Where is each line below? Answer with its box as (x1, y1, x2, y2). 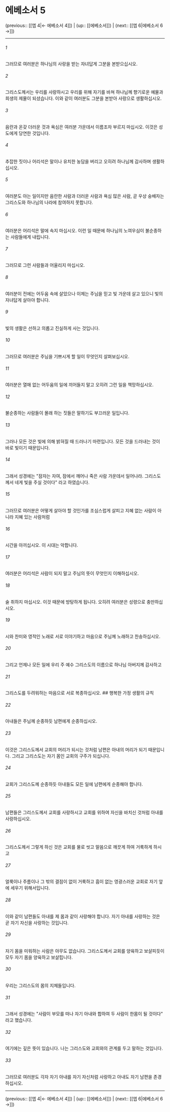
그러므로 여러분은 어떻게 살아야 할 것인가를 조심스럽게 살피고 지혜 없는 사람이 (5, 507, 157, 513)
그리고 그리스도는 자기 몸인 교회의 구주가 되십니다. (12, 753, 110, 759)
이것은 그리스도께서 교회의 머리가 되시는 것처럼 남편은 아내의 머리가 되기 (5, 746, 147, 752)
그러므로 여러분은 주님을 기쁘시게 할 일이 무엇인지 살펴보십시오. (5, 353, 130, 359)
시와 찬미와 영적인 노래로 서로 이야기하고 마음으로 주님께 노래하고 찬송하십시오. (5, 633, 161, 639)
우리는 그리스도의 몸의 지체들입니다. (5, 983, 76, 989)
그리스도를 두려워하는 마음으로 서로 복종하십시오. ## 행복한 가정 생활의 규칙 (5, 690, 154, 696)
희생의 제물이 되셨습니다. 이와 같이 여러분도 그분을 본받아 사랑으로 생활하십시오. (5, 95, 162, 101)
